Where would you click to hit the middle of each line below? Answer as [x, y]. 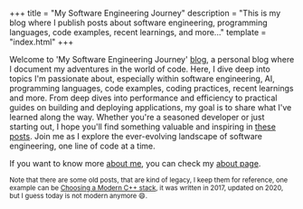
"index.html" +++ [42, 42]
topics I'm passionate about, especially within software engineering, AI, [142, 79]
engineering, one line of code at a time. [82, 146]
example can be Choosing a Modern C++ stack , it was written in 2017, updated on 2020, [147, 188]
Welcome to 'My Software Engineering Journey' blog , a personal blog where [152, 59]
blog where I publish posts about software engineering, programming [139, 23]
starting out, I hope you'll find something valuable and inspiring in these [142, 127]
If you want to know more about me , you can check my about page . [135, 163]
